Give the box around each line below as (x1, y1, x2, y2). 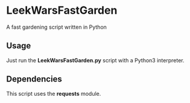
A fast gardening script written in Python (6, 23, 107, 31)
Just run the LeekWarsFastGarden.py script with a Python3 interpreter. (6, 56, 185, 63)
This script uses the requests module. (6, 90, 101, 97)
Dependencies (6, 74, 62, 84)
